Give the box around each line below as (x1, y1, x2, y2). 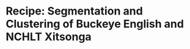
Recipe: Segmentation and (5, 4, 143, 18)
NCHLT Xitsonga (5, 30, 92, 44)
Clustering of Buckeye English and (5, 17, 185, 31)
